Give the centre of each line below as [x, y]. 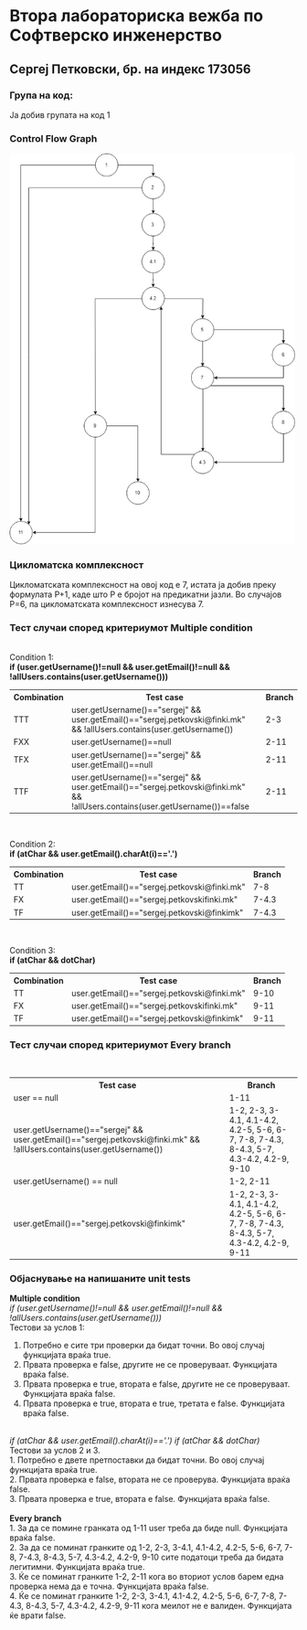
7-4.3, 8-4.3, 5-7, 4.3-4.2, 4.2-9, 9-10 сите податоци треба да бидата [151, 1557]
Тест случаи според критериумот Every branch [120, 1045]
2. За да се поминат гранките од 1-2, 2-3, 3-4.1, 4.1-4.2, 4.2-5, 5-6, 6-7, [146, 1548]
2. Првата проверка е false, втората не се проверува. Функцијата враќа [150, 1480]
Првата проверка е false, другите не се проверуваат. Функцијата [150, 1365]
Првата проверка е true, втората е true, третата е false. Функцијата [153, 1403]
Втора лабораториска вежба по [136, 16]
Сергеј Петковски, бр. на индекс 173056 [130, 69]
